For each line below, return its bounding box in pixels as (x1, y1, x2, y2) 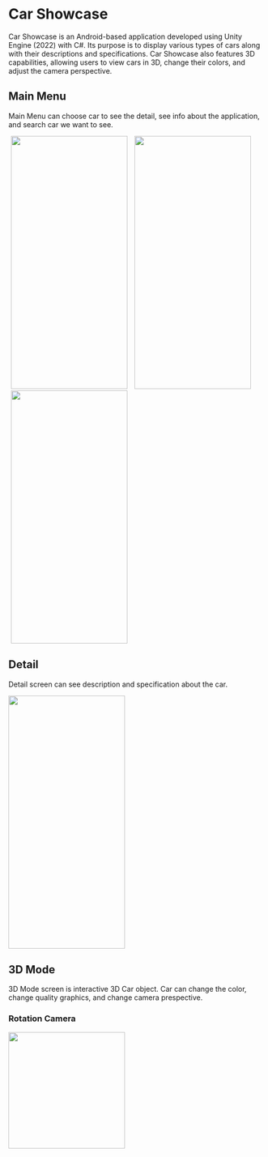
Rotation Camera (8, 1013, 76, 1024)
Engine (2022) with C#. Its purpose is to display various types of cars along (8, 40, 261, 49)
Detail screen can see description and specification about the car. (8, 679, 228, 689)
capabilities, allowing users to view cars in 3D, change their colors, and (8, 57, 245, 67)
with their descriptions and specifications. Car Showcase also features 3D (8, 49, 255, 58)
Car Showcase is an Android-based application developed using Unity (8, 32, 243, 41)
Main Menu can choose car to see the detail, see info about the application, (8, 111, 261, 121)
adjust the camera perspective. (8, 66, 113, 75)
